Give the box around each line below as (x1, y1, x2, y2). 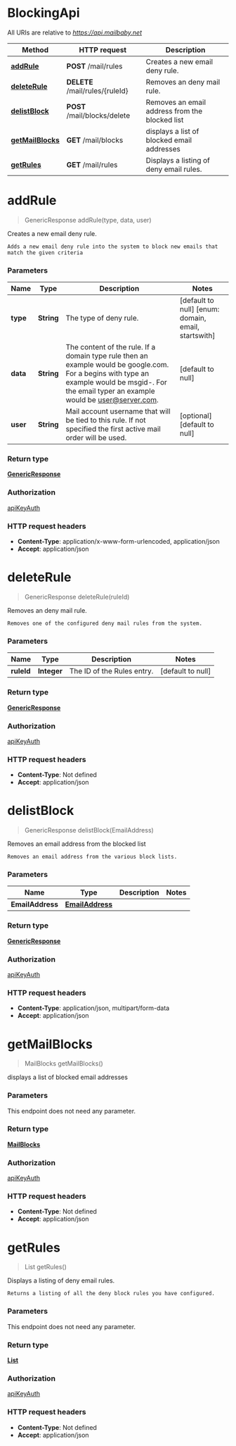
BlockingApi (7, 5, 80, 21)
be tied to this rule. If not (65, 416, 146, 425)
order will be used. (65, 433, 127, 443)
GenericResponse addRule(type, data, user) (24, 216, 152, 224)
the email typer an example (65, 386, 156, 396)
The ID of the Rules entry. (69, 666, 154, 676)
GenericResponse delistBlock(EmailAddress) (24, 826, 155, 835)
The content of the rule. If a (65, 342, 156, 352)
